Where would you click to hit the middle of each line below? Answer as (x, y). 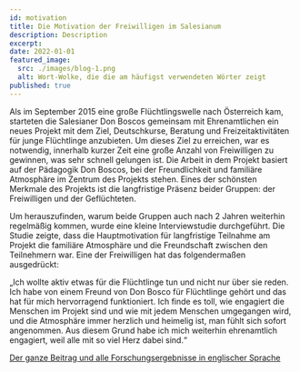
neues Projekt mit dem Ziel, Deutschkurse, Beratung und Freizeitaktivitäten (150, 131)
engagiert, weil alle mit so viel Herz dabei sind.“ (99, 340)
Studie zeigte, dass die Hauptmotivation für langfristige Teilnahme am (140, 235)
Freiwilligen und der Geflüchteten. (73, 198)
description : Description (58, 35)
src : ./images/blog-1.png (67, 69)
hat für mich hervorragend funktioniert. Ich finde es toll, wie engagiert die (147, 301)
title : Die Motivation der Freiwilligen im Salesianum (115, 26)
